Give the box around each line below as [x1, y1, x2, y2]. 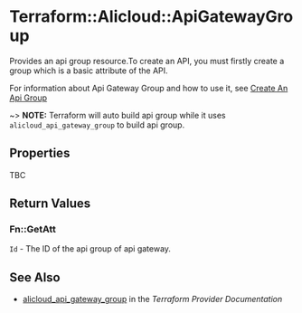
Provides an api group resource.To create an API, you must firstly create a [9, 55, 285, 66]
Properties [9, 146, 71, 161]
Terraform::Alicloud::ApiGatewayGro [9, 6, 294, 27]
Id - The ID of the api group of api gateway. [9, 243, 172, 254]
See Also [9, 270, 61, 285]
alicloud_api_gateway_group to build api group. [9, 119, 185, 130]
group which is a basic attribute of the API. [9, 65, 169, 76]
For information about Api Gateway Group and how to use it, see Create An [9, 82, 288, 93]
